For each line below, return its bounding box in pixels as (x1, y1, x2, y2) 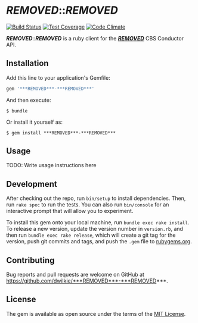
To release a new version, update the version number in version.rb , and (6, 225, 184, 233)
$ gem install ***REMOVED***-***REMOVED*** (6, 130, 116, 136)
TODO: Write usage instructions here (6, 162, 97, 169)
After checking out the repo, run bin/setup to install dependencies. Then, (6, 195, 186, 202)
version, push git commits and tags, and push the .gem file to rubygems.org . (6, 238, 193, 245)
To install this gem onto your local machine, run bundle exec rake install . (6, 219, 190, 226)
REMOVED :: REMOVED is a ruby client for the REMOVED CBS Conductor (6, 35, 184, 42)
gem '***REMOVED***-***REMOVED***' (6, 86, 95, 92)
